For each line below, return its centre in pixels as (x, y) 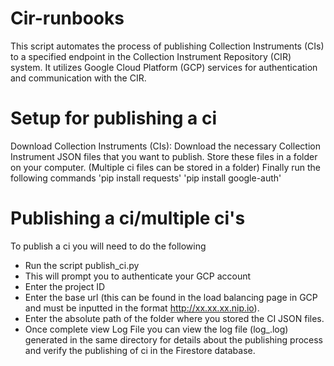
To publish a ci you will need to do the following (108, 246)
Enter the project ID (65, 286)
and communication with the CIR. (78, 78)
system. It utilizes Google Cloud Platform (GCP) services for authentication (164, 67)
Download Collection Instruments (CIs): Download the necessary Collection (165, 146)
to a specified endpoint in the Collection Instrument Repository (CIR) (151, 56)
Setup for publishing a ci (114, 118)
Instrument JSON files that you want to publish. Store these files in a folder (164, 156)
